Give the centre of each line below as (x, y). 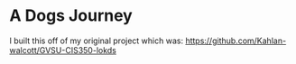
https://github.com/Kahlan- (236, 41)
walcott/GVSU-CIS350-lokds (63, 50)
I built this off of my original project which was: (96, 41)
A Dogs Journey (71, 16)
